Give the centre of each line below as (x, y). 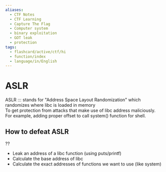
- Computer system (29, 29)
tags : (11, 47)
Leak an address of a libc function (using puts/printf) (67, 153)
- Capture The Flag (30, 24)
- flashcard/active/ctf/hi (38, 52)
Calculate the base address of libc (48, 159)
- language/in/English (33, 61)
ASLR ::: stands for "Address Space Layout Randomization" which (73, 100)
